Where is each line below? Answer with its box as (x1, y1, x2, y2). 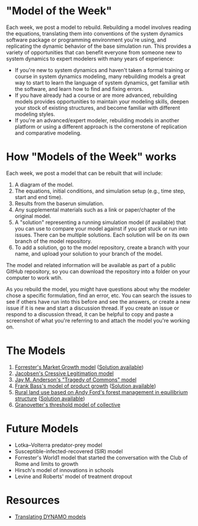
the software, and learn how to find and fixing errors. (14, 85, 144, 92)
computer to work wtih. (6, 274, 63, 281)
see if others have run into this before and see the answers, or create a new (6, 298, 191, 305)
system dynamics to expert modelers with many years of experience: (6, 55, 174, 62)
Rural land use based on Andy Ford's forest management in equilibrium (14, 388, 188, 395)
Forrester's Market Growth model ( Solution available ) (14, 363, 144, 371)
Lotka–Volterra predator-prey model (14, 441, 102, 449)
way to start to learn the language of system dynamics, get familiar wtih (14, 79, 190, 86)
